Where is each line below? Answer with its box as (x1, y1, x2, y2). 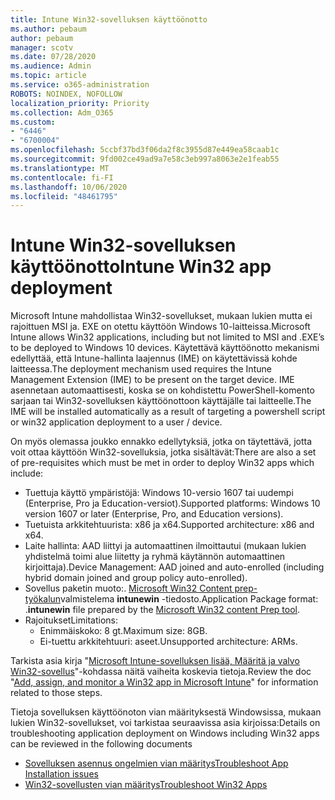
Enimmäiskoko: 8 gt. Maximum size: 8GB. (39, 625, 208, 637)
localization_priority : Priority (10, 98, 150, 108)
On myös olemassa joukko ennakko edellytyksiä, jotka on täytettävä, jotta (10, 436, 313, 448)
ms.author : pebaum (10, 24, 87, 34)
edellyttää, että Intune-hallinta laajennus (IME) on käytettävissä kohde (10, 352, 298, 365)
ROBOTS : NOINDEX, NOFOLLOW (10, 89, 123, 99)
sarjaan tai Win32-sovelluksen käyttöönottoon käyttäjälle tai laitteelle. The (10, 395, 312, 407)
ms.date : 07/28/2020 (10, 52, 97, 62)
